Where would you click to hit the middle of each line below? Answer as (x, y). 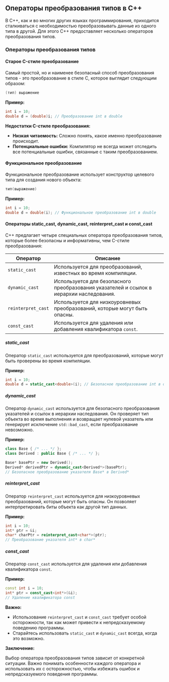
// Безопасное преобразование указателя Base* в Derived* (67, 472)
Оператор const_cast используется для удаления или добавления (76, 564)
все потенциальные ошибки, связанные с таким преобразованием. (85, 152)
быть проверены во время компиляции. (48, 361)
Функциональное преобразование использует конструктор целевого (80, 174)
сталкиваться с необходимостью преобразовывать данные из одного (81, 26)
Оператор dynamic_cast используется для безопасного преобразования (82, 408)
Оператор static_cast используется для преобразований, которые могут (84, 355)
